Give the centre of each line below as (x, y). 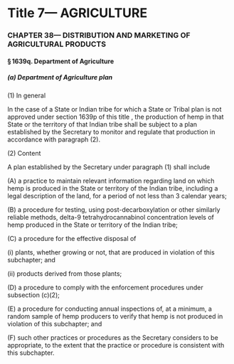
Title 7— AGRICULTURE (78, 13)
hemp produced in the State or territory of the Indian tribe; (92, 225)
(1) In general (27, 95)
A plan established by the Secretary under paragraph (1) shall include (109, 167)
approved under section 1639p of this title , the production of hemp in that (116, 117)
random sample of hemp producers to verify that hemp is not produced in (115, 316)
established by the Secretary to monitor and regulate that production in (111, 132)
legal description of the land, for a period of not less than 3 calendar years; (117, 196)
